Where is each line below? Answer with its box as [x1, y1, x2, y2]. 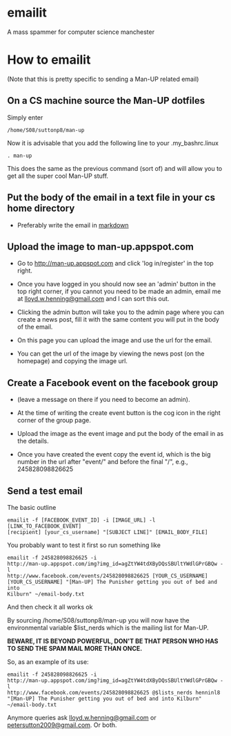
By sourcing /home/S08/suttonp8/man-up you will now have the [7, 616, 190, 624]
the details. [17, 437, 50, 445]
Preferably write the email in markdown [17, 221, 129, 229]
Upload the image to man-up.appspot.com [7, 241, 194, 252]
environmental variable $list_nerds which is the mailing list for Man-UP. [7, 623, 209, 632]
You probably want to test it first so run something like [7, 541, 161, 549]
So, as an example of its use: [7, 657, 89, 665]
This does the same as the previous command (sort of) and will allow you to [7, 164, 223, 172]
